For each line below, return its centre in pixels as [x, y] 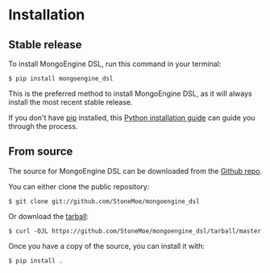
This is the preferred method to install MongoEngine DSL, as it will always [130, 93]
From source [41, 152]
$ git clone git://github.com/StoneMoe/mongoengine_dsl [104, 201]
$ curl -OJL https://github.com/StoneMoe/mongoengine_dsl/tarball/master [135, 231]
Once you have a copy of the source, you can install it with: [107, 246]
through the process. [43, 126]
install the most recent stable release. [71, 102]
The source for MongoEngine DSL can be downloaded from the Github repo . [135, 171]
